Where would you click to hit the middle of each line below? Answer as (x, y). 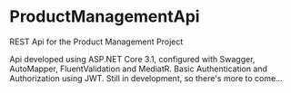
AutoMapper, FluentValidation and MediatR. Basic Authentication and (139, 69)
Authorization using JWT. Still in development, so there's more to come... (146, 78)
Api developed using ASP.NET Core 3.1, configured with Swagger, (132, 59)
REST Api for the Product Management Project (96, 42)
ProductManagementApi (105, 17)
